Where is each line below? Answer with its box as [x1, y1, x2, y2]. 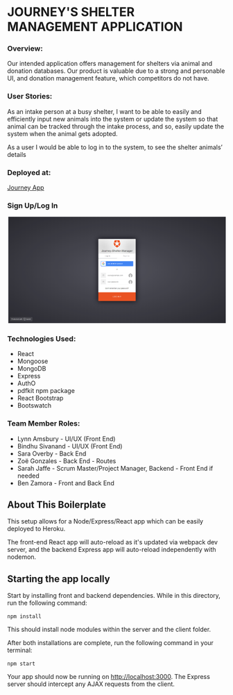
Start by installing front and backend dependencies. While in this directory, [7, 592, 221, 600]
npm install [7, 613, 42, 620]
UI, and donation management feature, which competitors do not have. [7, 74, 209, 83]
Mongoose [17, 357, 49, 365]
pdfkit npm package [17, 387, 75, 395]
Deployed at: [7, 167, 51, 177]
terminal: [7, 646, 33, 655]
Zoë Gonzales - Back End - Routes [17, 456, 116, 465]
